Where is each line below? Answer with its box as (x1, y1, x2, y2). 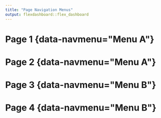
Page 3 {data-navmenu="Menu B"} (5, 79, 156, 90)
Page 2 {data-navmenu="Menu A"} (5, 56, 156, 67)
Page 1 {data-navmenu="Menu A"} (5, 33, 154, 45)
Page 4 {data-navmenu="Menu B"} (5, 102, 157, 113)
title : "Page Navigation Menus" (5, 7, 73, 12)
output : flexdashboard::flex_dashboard (5, 12, 89, 17)
